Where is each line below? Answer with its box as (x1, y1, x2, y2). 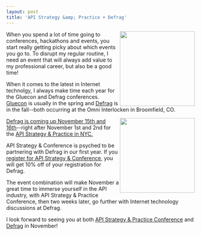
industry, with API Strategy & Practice (6, 191, 99, 199)
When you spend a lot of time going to (6, 30, 100, 38)
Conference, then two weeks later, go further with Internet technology (6, 198, 179, 205)
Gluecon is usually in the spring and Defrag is (6, 99, 118, 106)
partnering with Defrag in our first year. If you (6, 148, 118, 155)
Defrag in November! (6, 222, 58, 229)
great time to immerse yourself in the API (6, 185, 107, 192)
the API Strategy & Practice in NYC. (6, 130, 93, 138)
